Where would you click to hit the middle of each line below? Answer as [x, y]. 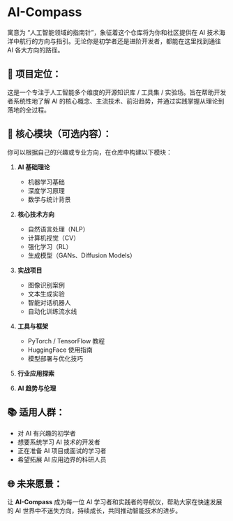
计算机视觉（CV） [54, 238]
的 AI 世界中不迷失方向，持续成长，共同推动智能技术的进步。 [95, 511]
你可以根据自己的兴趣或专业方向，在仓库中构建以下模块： [90, 152]
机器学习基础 [46, 182]
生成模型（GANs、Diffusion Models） [82, 255]
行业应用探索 [36, 373]
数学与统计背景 [49, 199]
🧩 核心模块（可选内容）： [60, 134]
